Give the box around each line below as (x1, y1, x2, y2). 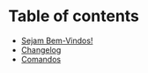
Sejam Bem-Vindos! (20, 35, 93, 46)
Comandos (20, 54, 62, 64)
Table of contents (8, 6, 140, 26)
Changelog (20, 44, 62, 55)
